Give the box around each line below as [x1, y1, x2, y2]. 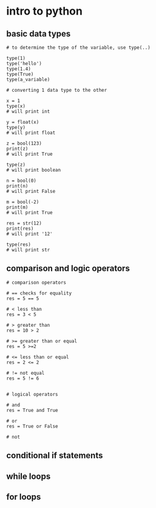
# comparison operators [6, 279, 67, 285]
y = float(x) [6, 119, 39, 125]
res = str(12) [6, 220, 42, 226]
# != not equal [6, 370, 45, 376]
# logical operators [6, 391, 59, 397]
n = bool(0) [6, 178, 36, 184]
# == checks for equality [6, 290, 72, 296]
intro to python [6, 4, 83, 18]
